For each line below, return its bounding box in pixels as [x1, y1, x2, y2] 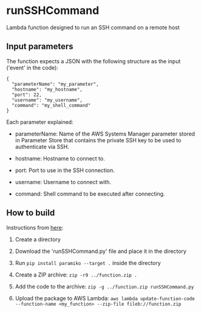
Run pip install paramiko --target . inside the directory [15, 259, 161, 266]
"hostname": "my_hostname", [12, 86, 83, 92]
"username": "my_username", [12, 97, 83, 103]
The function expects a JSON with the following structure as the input [6, 57, 181, 64]
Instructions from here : [6, 224, 64, 231]
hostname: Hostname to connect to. [15, 154, 105, 162]
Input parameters [6, 41, 74, 52]
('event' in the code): [6, 64, 59, 71]
